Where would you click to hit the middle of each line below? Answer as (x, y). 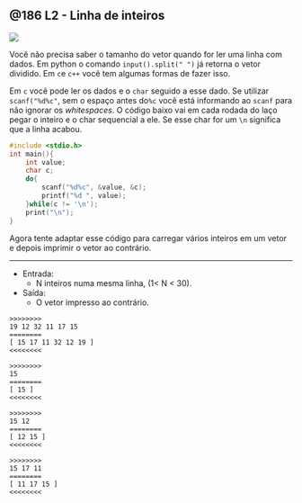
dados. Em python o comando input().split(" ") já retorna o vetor (135, 64)
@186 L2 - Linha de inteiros (87, 16)
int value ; (46, 162)
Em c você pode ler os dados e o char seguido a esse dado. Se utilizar (139, 91)
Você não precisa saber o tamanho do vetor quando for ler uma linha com (146, 54)
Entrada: (38, 274)
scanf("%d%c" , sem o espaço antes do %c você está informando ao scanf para (151, 100)
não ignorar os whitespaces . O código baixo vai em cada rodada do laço (143, 110)
